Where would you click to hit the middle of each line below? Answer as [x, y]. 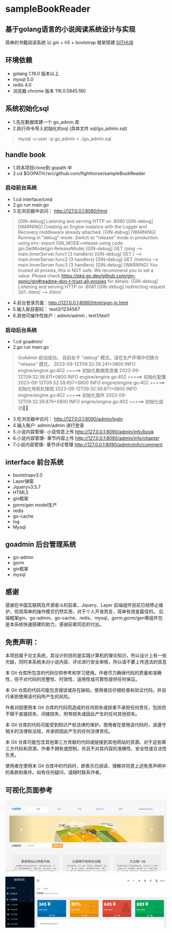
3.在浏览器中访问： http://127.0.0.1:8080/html [60, 211]
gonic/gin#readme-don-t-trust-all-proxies [62, 281]
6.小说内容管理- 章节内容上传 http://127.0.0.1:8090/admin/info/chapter [86, 438]
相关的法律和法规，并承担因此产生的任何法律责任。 [59, 731]
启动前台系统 [21, 188]
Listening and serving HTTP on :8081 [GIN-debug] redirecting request [91, 287]
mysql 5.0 [23, 79]
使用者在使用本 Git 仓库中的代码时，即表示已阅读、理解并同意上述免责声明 [84, 766]
